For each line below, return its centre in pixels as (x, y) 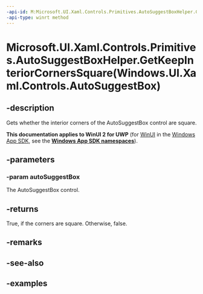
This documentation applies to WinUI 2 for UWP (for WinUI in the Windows (101, 134)
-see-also (25, 263)
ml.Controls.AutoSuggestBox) (84, 86)
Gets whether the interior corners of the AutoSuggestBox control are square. (102, 123)
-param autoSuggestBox (43, 177)
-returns (22, 209)
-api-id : (17, 12)
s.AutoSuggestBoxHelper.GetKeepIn (100, 60)
